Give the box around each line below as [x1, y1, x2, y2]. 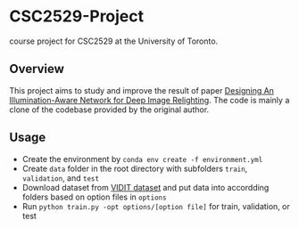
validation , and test [21, 172, 100, 183]
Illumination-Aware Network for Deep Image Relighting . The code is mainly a [9, 94, 290, 105]
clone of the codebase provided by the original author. [9, 104, 210, 115]
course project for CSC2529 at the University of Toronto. [9, 36, 219, 46]
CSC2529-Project [9, 6, 145, 27]
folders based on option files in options [21, 191, 167, 202]
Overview [9, 61, 65, 77]
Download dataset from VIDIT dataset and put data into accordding [21, 182, 270, 192]
